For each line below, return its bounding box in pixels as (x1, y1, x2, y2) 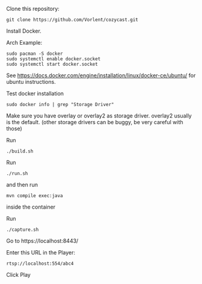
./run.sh (6, 171, 28, 177)
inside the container (6, 203, 56, 210)
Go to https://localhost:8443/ (6, 238, 79, 244)
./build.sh (6, 148, 34, 154)
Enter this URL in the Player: (6, 249, 75, 256)
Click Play (6, 271, 31, 278)
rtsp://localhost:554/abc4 (6, 260, 74, 267)
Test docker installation (6, 90, 64, 97)
